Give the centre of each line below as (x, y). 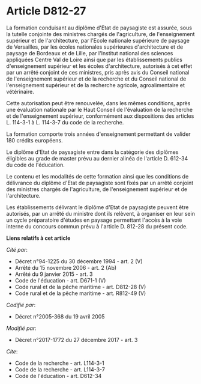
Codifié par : (21, 305)
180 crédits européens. (34, 140)
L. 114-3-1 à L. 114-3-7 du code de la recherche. (65, 122)
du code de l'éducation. (35, 165)
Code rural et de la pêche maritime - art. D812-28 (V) (80, 287)
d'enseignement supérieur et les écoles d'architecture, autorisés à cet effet (99, 66)
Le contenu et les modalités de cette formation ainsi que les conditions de (97, 176)
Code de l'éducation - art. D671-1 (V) (60, 280)
